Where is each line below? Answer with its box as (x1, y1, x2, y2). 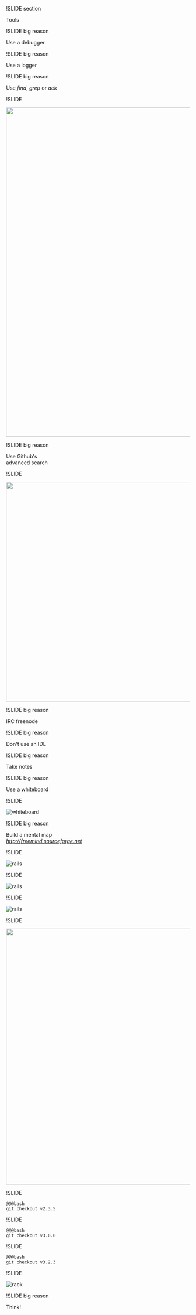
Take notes (6, 763, 33, 770)
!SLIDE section (6, 5, 41, 12)
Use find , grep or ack (6, 84, 57, 91)
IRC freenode (6, 718, 38, 725)
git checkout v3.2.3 (6, 1259, 57, 1265)
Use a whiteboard (6, 786, 49, 793)
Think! (6, 1304, 22, 1310)
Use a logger (6, 61, 37, 69)
